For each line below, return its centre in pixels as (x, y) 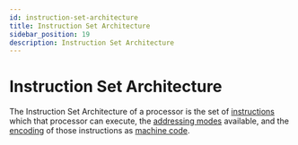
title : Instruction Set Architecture (80, 26)
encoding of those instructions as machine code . (100, 131)
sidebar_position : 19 (50, 34)
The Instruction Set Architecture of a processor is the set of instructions (142, 112)
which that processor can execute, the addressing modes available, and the (149, 121)
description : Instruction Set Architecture (92, 43)
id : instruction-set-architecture (74, 17)
